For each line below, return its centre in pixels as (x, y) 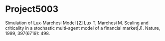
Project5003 (32, 9)
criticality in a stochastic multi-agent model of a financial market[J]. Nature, (83, 28)
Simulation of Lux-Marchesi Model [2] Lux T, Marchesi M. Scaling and (77, 23)
